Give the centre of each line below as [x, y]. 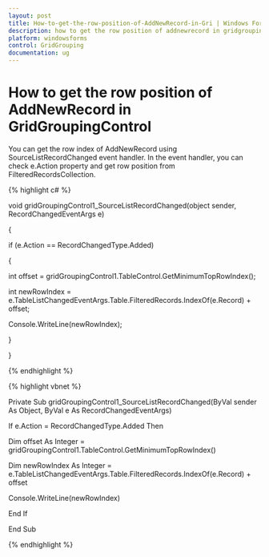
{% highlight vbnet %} [45, 386]
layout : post [30, 16]
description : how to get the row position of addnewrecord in [114, 30]
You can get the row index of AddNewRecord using [93, 148]
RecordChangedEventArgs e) [56, 214]
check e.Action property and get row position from [92, 166]
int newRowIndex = [40, 291]
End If [18, 513]
